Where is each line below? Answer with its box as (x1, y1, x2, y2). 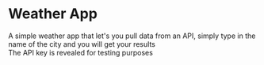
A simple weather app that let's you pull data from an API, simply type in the (8, 31, 256, 40)
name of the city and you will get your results (8, 39, 156, 48)
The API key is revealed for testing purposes (8, 48, 153, 57)
